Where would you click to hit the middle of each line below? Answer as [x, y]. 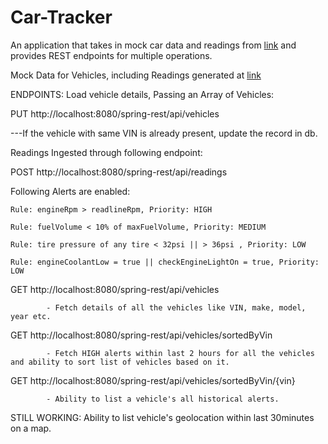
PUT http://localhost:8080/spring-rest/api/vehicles [115, 113]
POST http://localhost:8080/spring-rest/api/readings [119, 172]
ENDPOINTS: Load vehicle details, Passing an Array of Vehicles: [142, 94]
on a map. [31, 428]
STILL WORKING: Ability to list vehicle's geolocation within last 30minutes [162, 417]
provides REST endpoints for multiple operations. [111, 55]
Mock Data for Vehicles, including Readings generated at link [136, 75]
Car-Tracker [61, 17]
